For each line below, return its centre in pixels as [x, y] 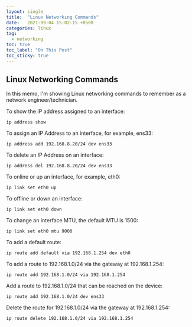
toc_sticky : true [27, 56]
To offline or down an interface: [44, 199]
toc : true [18, 45]
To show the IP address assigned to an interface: [66, 111]
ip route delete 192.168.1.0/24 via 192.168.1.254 [70, 319]
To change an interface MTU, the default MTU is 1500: [72, 221]
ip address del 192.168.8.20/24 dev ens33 [59, 166]
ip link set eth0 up [32, 188]
